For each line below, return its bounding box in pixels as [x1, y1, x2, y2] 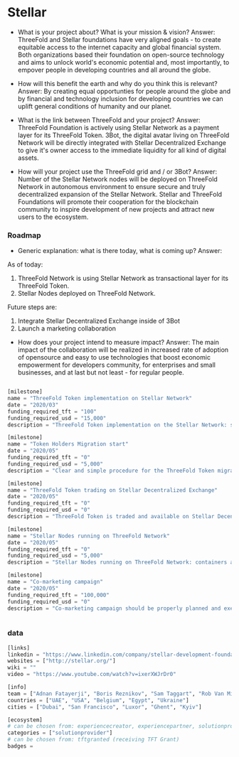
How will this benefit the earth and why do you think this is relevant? [17, 79, 218, 87]
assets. [17, 154, 39, 162]
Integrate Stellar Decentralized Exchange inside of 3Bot [17, 317, 180, 326]
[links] [7, 644, 31, 651]
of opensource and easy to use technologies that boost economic [17, 353, 211, 362]
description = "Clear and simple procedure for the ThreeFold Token [7, 467, 215, 474]
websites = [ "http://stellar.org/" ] [7, 657, 116, 665]
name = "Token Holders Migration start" [7, 441, 129, 448]
